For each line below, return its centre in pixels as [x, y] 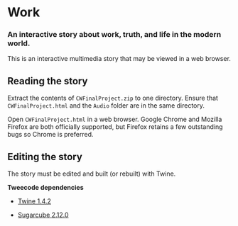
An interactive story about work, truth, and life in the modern [114, 35]
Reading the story [48, 81]
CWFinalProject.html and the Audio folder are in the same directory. [106, 106]
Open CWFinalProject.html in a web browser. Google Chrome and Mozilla [115, 119]
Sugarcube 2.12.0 [43, 215]
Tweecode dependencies [45, 188]
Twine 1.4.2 [34, 201]
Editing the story [45, 157]
